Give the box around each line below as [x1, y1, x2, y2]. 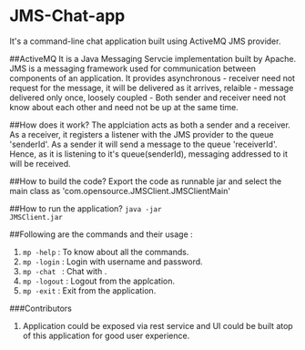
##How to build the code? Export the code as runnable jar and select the [9, 175, 282, 187]
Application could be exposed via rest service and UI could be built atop [22, 320, 293, 331]
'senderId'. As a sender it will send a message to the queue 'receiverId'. [9, 139, 278, 149]
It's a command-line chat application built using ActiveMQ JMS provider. [9, 36, 281, 46]
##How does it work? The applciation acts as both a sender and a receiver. [9, 119, 291, 130]
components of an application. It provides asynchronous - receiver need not [9, 72, 296, 83]
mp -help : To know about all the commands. [22, 246, 189, 257]
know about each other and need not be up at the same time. [9, 101, 239, 112]
